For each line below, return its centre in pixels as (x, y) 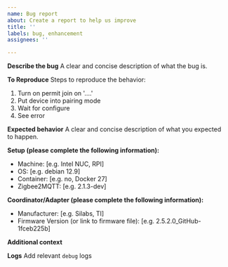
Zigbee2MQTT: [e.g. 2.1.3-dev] (62, 186)
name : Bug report (33, 14)
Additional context (35, 242)
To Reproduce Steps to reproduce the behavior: (76, 80)
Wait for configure (43, 108)
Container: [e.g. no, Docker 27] (62, 179)
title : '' (22, 27)
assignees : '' (28, 40)
